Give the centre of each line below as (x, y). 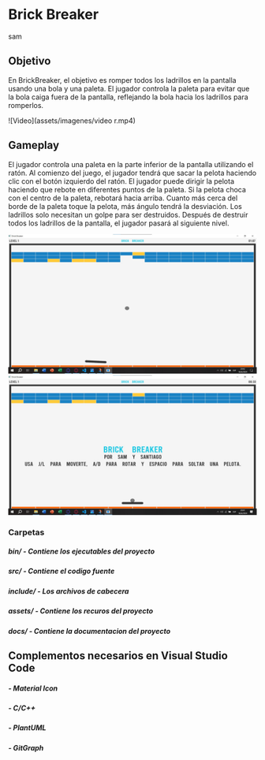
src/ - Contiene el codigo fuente (62, 571)
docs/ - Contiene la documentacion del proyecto (90, 631)
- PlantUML (27, 728)
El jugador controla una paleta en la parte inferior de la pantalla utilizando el (131, 164)
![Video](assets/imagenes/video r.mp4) (72, 121)
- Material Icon (33, 688)
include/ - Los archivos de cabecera (69, 591)
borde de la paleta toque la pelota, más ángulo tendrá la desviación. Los (125, 206)
